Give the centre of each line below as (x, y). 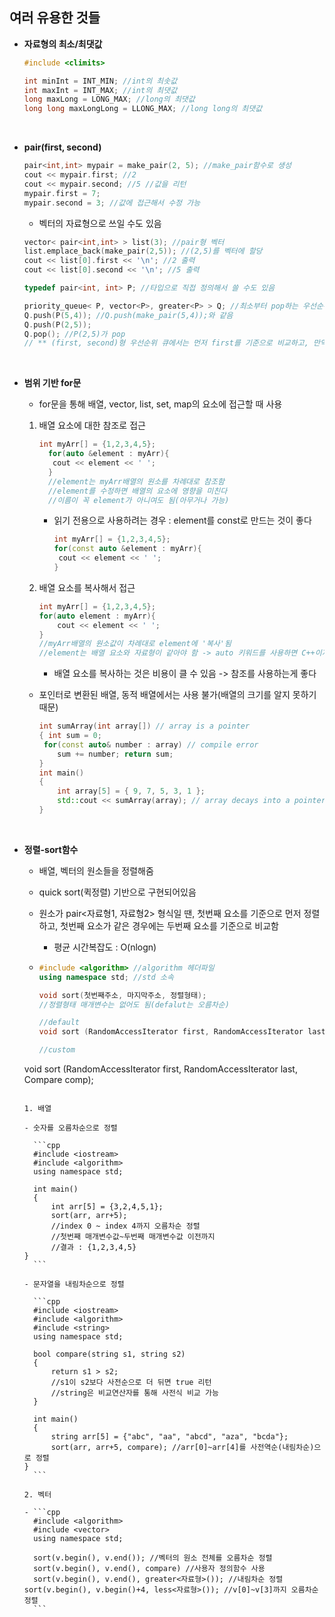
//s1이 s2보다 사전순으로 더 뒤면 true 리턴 (131, 1383)
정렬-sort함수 (51, 849)
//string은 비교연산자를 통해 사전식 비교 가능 (134, 1393)
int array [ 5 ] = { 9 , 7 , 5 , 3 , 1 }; (131, 791)
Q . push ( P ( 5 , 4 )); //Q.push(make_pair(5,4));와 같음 (128, 315)
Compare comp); (58, 1080)
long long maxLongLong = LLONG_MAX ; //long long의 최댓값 (143, 109)
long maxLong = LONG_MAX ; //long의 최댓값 (109, 99)
